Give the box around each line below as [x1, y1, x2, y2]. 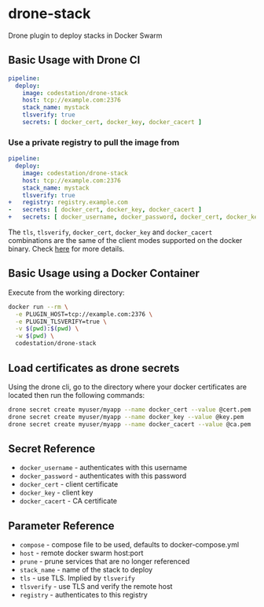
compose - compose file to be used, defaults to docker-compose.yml [19, 540, 240, 550]
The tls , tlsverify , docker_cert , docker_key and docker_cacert [8, 227, 213, 237]
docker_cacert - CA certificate [19, 496, 118, 506]
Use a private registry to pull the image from [8, 137, 180, 148]
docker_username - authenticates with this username [19, 463, 187, 473]
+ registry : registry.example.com [8, 198, 128, 207]
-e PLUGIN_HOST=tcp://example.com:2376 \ [15, 310, 153, 318]
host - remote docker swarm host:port [19, 548, 144, 558]
